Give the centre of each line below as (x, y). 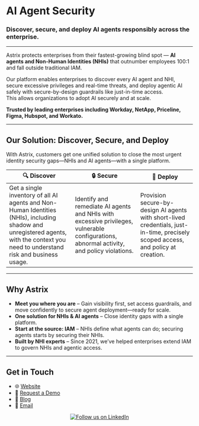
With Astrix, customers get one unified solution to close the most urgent (94, 155)
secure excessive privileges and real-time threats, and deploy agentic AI (94, 86)
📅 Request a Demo (37, 393)
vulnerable (90, 229)
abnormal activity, (100, 244)
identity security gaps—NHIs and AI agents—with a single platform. (88, 161)
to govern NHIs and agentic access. (58, 348)
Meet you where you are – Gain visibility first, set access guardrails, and (103, 304)
